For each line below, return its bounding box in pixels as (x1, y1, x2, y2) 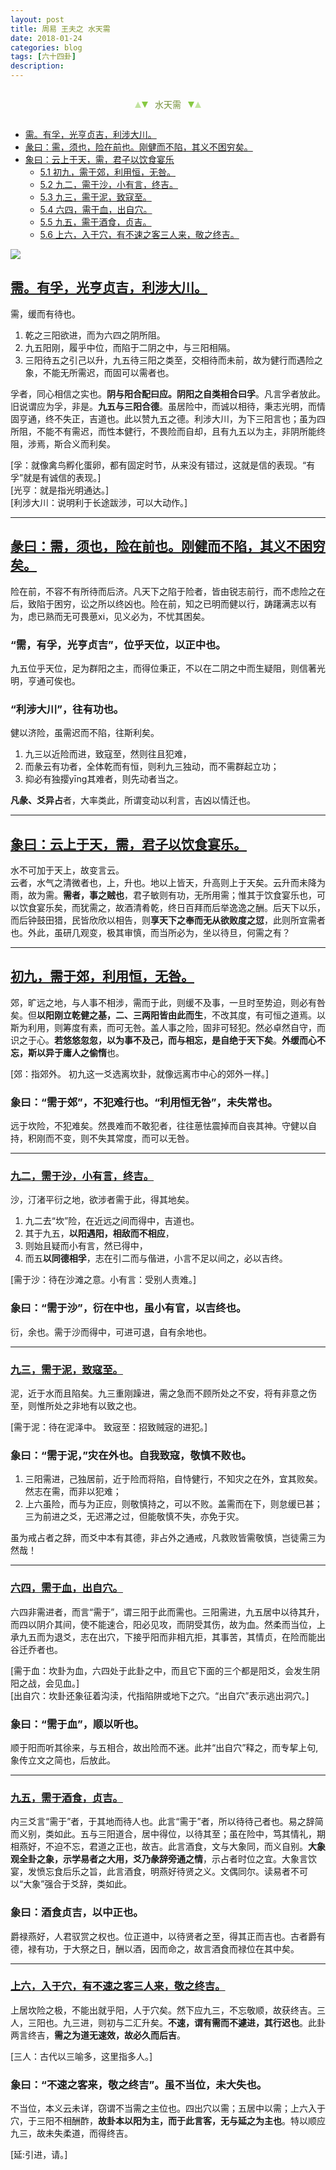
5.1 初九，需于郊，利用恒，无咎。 (39, 166, 176, 178)
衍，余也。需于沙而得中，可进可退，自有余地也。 (10, 1326, 212, 1338)
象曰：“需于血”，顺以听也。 (10, 1717, 145, 1731)
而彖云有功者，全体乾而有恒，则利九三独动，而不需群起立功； (24, 761, 280, 773)
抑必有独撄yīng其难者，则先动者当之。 (24, 773, 184, 785)
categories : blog (10, 42, 83, 53)
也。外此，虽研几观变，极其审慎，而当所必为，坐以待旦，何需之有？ (10, 927, 291, 939)
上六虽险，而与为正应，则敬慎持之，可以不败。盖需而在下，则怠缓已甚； (24, 1498, 323, 1510)
